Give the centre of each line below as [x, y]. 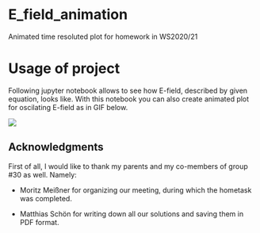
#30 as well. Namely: [42, 174]
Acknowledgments [56, 147]
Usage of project [64, 69]
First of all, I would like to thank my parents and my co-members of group [128, 166]
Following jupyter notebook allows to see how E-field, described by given [128, 90]
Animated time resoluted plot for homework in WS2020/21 [103, 36]
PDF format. [39, 222]
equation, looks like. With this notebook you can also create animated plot [129, 99]
